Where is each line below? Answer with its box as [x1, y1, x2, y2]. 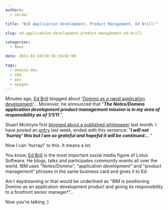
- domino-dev [10, 67, 38, 73]
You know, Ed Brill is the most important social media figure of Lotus [5, 152, 148, 158]
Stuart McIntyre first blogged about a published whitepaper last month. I [5, 122, 157, 128]
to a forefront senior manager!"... [5, 189, 74, 195]
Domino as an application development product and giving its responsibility [5, 184, 163, 190]
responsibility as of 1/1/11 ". [5, 112, 64, 118]
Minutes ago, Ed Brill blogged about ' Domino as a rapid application [5, 96, 145, 102]
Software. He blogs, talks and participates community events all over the [5, 158, 158, 164]
